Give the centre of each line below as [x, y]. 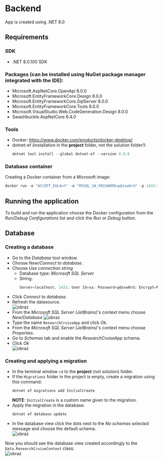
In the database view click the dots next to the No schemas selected [80, 423]
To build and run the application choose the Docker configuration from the [79, 213]
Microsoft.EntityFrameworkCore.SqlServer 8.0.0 [60, 101]
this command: [27, 382]
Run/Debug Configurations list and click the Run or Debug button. [71, 218]
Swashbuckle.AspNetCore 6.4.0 [44, 117]
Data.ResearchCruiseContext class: [40, 448]
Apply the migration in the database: [48, 405]
